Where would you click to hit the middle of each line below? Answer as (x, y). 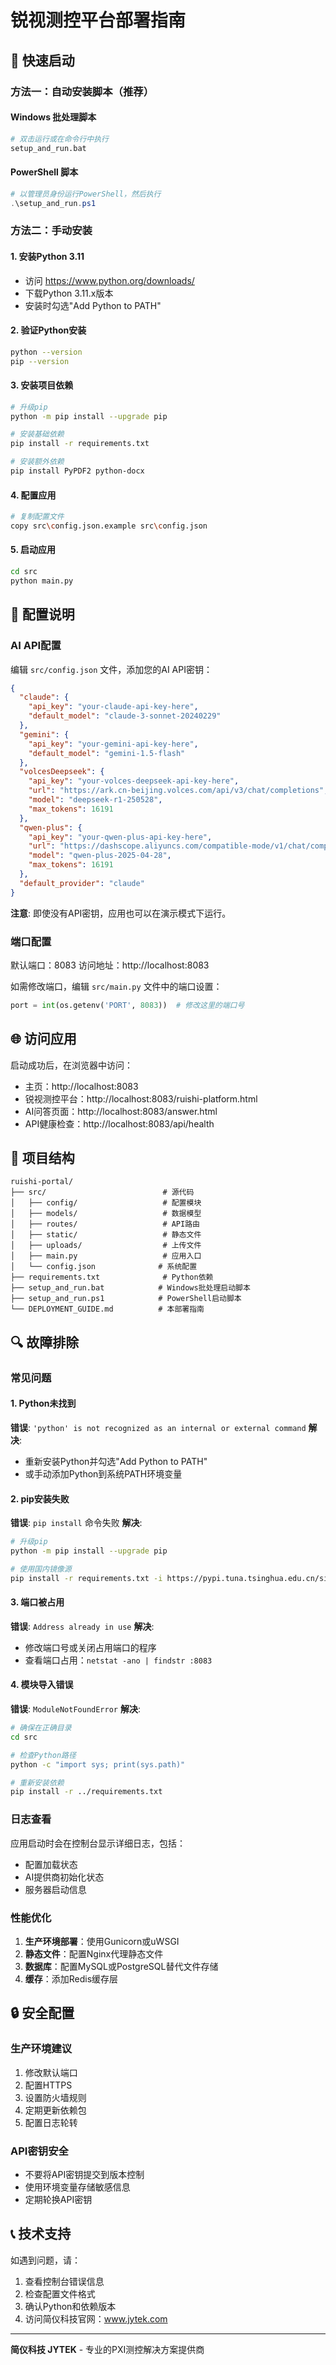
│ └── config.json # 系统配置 (104, 1267)
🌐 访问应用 (43, 1039)
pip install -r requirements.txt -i (86, 1578)
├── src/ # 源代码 (102, 1192)
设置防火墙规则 (55, 2097)
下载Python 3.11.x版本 (69, 293)
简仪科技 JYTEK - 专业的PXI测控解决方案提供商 (107, 2349)
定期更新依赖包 (55, 2110)
